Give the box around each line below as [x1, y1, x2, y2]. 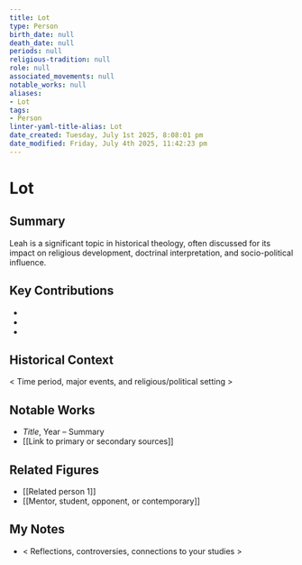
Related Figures [9, 462, 99, 477]
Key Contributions [9, 283, 114, 299]
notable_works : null [9, 80, 87, 89]
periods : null [9, 47, 63, 56]
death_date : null [9, 38, 75, 48]
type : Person [9, 22, 59, 31]
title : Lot [9, 13, 50, 23]
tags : [9, 106, 30, 115]
